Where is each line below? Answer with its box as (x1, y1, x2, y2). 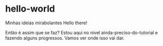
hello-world (5, 3, 56, 15)
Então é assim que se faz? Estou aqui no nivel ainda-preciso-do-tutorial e (5, 29, 158, 35)
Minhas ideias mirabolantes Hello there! (5, 20, 87, 26)
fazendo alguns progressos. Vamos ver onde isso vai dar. (5, 35, 125, 41)
